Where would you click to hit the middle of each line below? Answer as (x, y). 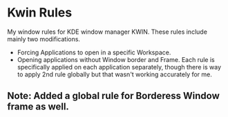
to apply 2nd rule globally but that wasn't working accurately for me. (115, 74)
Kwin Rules (40, 13)
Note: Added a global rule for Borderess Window (113, 96)
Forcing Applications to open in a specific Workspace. (94, 52)
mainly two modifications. (44, 39)
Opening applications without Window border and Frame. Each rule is (116, 59)
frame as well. (38, 107)
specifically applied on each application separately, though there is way (119, 67)
